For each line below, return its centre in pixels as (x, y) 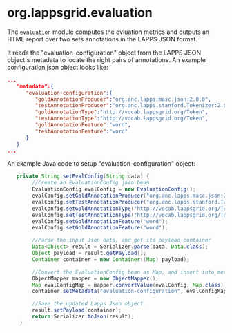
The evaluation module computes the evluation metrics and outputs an (108, 32)
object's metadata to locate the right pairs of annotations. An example (106, 59)
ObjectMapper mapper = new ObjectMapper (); (95, 278)
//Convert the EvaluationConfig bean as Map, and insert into (123, 272)
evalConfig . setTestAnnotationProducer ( (89, 202)
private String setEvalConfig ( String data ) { (83, 177)
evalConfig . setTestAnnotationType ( (83, 215)
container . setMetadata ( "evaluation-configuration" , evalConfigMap (129, 292)
